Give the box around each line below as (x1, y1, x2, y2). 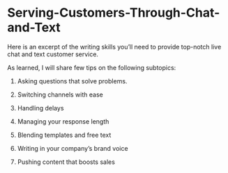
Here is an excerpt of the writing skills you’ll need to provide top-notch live (7, 42, 222, 51)
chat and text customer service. (7, 50, 99, 58)
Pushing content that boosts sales (17, 158, 115, 166)
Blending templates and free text (17, 131, 112, 139)
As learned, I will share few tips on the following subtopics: (7, 63, 176, 72)
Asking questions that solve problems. (17, 76, 128, 85)
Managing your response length (17, 117, 109, 126)
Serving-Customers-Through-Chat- (7, 5, 220, 21)
